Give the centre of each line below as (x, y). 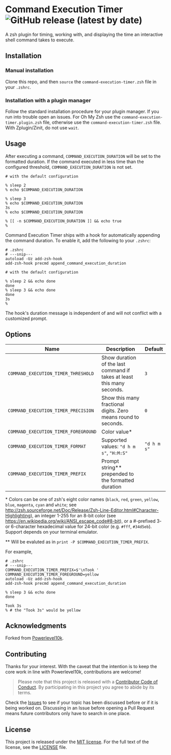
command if (116, 370)
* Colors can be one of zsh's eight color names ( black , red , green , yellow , (82, 499)
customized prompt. (26, 318)
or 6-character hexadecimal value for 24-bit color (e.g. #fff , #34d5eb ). (79, 526)
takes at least (117, 377)
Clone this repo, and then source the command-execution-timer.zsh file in (81, 82)
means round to (120, 417)
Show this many (121, 398)
